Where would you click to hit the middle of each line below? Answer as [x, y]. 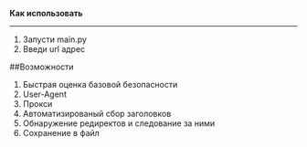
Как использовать [47, 13]
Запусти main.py [54, 39]
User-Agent [44, 94]
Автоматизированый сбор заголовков [97, 114]
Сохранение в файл [61, 133]
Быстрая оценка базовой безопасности [100, 84]
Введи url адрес [54, 49]
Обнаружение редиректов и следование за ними [119, 123]
